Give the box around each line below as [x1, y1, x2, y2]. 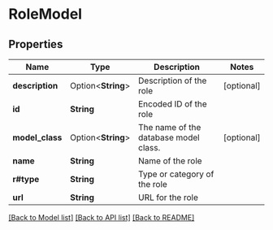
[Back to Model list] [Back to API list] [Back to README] [8, 213, 195, 222]
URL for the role [137, 192, 199, 203]
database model [137, 132, 201, 143]
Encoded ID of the [137, 98, 207, 110]
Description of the [137, 75, 207, 86]
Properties [8, 37, 63, 51]
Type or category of [137, 168, 214, 180]
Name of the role [137, 155, 202, 167]
